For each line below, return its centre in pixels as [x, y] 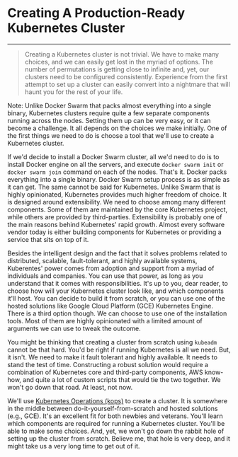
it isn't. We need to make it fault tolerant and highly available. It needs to [113, 357]
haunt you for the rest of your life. [74, 92]
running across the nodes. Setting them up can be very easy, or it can [109, 120]
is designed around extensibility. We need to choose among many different [117, 202]
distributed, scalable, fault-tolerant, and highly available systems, [102, 260]
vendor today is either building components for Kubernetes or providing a [114, 232]
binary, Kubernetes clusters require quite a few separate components [109, 113]
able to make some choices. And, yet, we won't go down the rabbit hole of [116, 431]
